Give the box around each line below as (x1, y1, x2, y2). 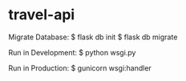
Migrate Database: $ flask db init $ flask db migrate (8, 32, 178, 42)
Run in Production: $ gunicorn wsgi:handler (8, 63, 152, 73)
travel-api (8, 6, 75, 24)
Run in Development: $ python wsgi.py (8, 47, 136, 57)
